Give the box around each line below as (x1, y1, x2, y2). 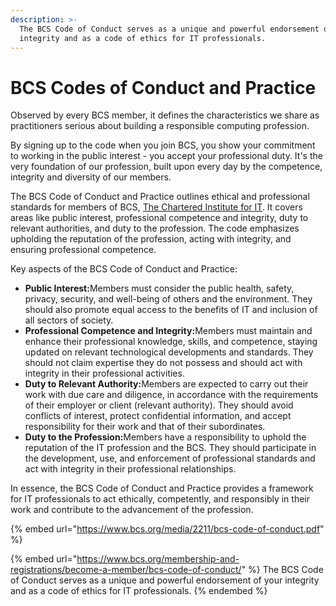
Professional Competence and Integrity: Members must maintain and (24, 325, 313, 337)
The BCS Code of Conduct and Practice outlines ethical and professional (10, 191, 310, 203)
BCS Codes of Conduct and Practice (10, 76, 317, 99)
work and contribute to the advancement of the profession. (10, 504, 254, 516)
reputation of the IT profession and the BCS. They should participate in (24, 442, 317, 454)
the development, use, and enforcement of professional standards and (24, 452, 316, 465)
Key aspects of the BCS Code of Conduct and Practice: (10, 263, 238, 275)
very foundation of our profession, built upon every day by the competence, (10, 161, 323, 173)
